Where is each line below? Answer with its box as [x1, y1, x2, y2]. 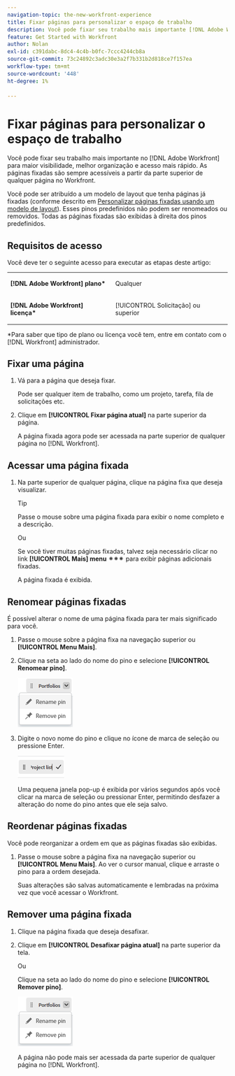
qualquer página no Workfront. [7, 176, 96, 185]
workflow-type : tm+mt [7, 63, 71, 70]
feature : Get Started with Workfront [7, 34, 117, 41]
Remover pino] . [17, 982, 63, 991]
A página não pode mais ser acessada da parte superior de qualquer [17, 1053, 215, 1061]
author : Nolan [7, 41, 49, 48]
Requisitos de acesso [7, 240, 103, 252]
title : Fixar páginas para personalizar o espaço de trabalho [7, 18, 192, 26]
